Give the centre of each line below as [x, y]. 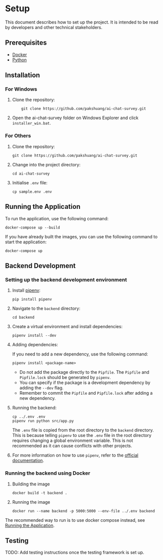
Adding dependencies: [35, 345]
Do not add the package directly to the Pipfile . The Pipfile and [84, 372]
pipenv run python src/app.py [43, 421]
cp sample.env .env [32, 192]
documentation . [28, 460]
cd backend [23, 318]
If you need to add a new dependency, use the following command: [80, 354]
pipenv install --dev [34, 336]
